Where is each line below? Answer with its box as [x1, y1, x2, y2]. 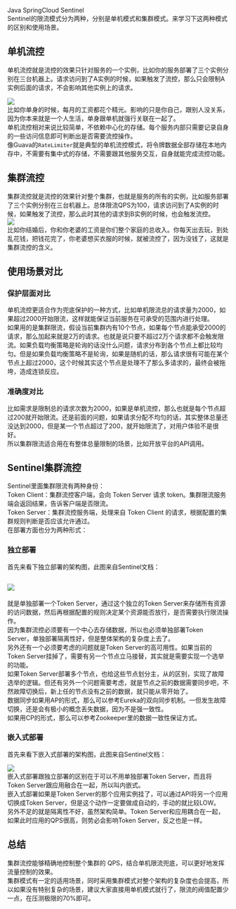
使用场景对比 [7, 265, 63, 277]
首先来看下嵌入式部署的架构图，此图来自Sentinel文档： [7, 750, 166, 758]
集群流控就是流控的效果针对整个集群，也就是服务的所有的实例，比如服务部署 [7, 192, 229, 200]
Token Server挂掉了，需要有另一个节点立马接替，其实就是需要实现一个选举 [7, 651, 225, 660]
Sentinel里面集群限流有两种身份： [7, 482, 105, 490]
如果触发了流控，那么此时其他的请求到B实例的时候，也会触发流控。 [19, 209, 215, 218]
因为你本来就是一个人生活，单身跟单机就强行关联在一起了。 [7, 114, 180, 123]
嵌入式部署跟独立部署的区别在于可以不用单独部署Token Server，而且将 [7, 772, 212, 780]
